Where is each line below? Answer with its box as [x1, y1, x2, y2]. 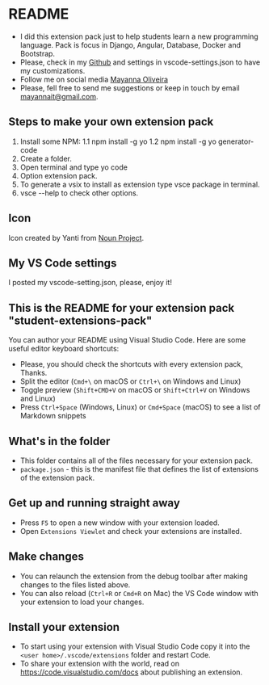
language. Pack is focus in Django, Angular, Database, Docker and [19, 40, 241, 49]
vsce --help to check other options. [19, 187, 139, 198]
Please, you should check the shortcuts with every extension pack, [19, 359, 244, 369]
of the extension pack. [19, 473, 95, 482]
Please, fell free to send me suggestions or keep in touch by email [19, 82, 240, 93]
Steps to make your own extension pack [8, 115, 214, 129]
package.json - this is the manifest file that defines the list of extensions [19, 464, 258, 473]
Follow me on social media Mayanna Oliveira [19, 74, 168, 84]
